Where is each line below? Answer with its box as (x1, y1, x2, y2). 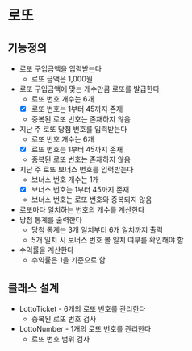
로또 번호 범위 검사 (31, 334, 90, 344)
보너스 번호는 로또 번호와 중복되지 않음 (31, 195, 152, 204)
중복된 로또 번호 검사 (31, 314, 97, 324)
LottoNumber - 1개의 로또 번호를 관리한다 (19, 324, 152, 333)
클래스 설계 (7, 281, 60, 295)
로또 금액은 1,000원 (31, 74, 94, 84)
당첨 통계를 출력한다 (19, 215, 82, 225)
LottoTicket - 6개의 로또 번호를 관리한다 (19, 304, 146, 313)
